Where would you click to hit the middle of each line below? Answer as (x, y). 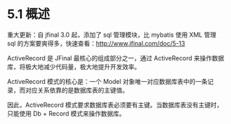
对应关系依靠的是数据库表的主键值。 (77, 90)
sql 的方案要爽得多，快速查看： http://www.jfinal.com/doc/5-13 (96, 43)
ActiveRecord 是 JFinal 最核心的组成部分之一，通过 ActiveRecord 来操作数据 (116, 58)
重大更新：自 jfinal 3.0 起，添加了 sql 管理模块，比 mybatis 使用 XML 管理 (112, 35)
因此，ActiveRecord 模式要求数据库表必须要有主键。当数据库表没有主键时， (115, 105)
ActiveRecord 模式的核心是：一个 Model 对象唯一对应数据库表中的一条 (108, 81)
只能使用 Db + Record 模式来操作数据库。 (66, 113)
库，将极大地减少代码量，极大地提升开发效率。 (74, 67)
